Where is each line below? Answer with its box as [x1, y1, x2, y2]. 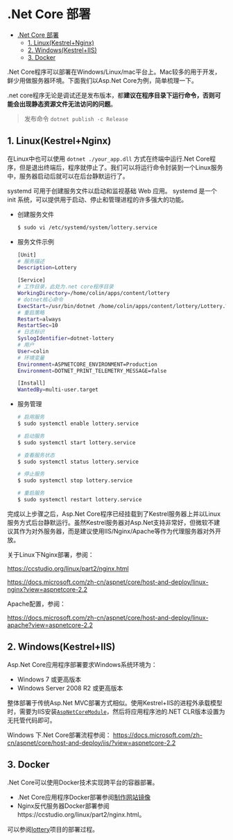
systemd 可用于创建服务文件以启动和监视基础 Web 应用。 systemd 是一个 [7, 186, 217, 195]
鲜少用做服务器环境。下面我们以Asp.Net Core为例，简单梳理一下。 [7, 76, 198, 84]
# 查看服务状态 [17, 451, 55, 459]
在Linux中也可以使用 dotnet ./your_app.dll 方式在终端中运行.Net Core [7, 154, 210, 163]
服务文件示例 [17, 237, 54, 245]
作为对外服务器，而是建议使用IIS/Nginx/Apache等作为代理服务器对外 [19, 526, 216, 535]
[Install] [17, 380, 46, 387]
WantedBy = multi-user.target [17, 387, 98, 394]
